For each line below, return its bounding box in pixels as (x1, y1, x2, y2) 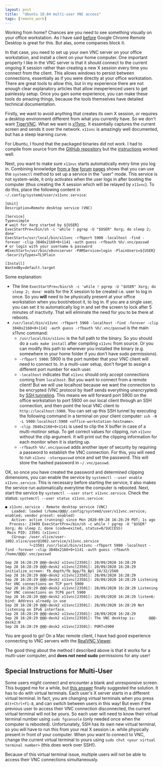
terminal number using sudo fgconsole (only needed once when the (5, 716, 141, 722)
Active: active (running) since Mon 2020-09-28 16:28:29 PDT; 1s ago (11, 518, 156, 522)
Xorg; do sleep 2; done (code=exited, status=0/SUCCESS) (5, 526, 123, 531)
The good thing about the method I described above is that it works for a (5, 647, 151, 653)
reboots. (12, 314, 29, 320)
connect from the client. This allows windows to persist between (5, 70, 135, 76)
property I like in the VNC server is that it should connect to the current (5, 60, 147, 66)
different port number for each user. (19, 367, 91, 373)
